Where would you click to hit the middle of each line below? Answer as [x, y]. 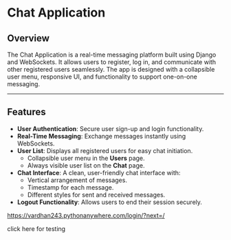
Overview [29, 38]
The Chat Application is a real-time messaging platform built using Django [112, 54]
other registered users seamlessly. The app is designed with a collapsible [111, 69]
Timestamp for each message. [70, 187]
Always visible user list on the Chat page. [86, 165]
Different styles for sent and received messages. [96, 194]
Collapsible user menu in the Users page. [86, 158]
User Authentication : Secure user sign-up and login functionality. [110, 128]
